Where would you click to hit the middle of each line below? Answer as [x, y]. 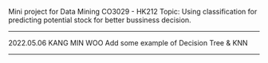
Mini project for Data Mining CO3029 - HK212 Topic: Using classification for [133, 12]
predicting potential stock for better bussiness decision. [100, 20]
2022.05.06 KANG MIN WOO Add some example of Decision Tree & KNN [128, 43]
